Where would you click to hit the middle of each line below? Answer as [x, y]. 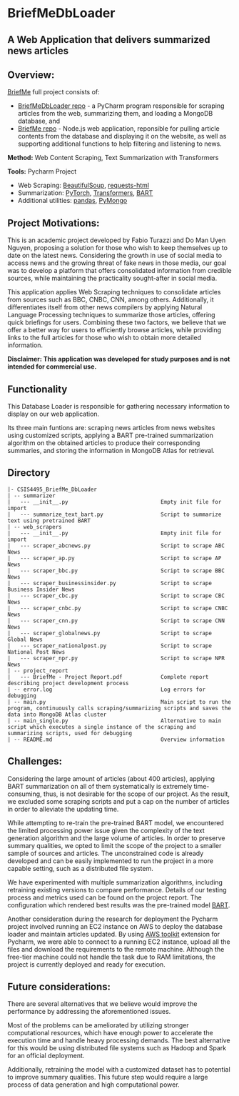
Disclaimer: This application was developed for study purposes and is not [119, 359]
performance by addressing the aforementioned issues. [89, 1012]
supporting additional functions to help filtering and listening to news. [120, 144]
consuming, [25, 794]
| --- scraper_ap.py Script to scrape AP [115, 558]
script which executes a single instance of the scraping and [102, 727]
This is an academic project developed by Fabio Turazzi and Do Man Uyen [117, 240]
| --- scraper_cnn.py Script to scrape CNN [116, 621]
